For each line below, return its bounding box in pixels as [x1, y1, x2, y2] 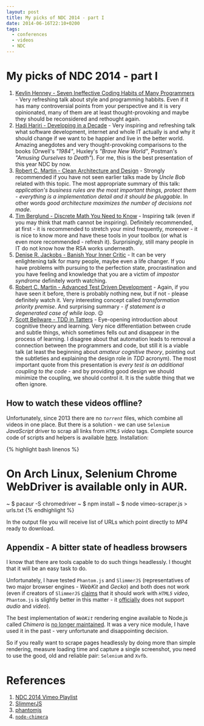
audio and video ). [6, 602, 50, 610]
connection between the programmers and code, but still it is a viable [15, 342, 189, 349]
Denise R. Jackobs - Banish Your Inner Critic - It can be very [15, 251, 166, 258]
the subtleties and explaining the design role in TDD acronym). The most [15, 354, 196, 362]
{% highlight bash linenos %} [6, 445, 80, 453]
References [6, 674, 66, 687]
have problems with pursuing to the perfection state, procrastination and [15, 264, 197, 271]
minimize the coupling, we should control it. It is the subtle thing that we [15, 374, 195, 381]
